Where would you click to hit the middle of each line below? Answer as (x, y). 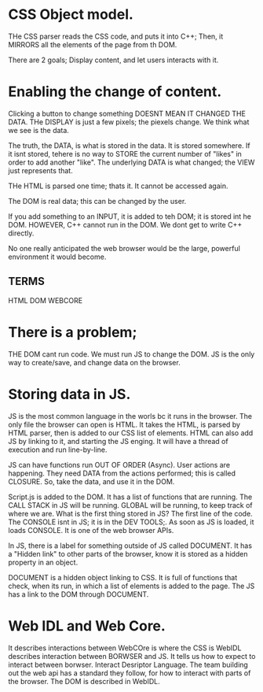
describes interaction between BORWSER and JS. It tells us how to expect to (132, 656)
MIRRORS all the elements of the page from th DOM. (93, 44)
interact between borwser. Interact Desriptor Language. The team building (128, 664)
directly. (21, 233)
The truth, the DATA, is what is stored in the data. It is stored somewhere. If (129, 145)
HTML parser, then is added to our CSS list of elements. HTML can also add (131, 433)
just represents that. (40, 170)
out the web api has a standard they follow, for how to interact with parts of (130, 673)
